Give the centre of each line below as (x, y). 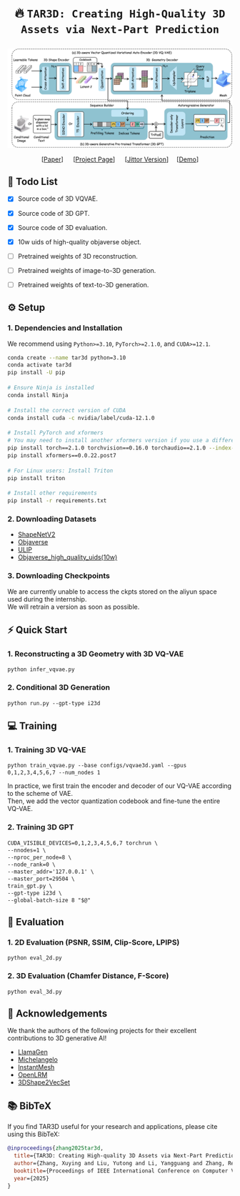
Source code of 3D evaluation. (62, 227)
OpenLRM (32, 1075)
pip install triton (36, 478)
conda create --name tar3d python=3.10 (67, 358)
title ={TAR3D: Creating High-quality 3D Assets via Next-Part (108, 1156)
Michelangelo (38, 1060)
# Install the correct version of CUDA (67, 410)
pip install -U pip (36, 373)
